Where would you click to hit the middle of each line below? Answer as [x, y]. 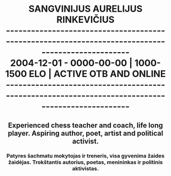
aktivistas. [85, 168]
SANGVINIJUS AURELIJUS [85, 9]
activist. [85, 141]
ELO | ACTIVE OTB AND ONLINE [97, 74]
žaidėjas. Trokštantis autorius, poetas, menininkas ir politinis [85, 162]
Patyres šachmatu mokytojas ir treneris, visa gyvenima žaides [85, 156]
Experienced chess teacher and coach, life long [85, 125]
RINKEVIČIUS [85, 20]
